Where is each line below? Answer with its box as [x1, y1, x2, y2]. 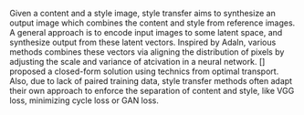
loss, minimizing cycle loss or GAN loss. [9, 95, 160, 106]
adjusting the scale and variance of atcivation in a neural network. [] [9, 57, 266, 67]
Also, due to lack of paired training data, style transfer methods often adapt [9, 76, 293, 86]
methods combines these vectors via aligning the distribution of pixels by [9, 47, 285, 57]
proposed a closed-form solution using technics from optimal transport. [9, 66, 279, 77]
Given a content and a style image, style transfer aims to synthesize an [9, 8, 276, 18]
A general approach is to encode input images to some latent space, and [9, 27, 283, 37]
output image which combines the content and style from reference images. [9, 17, 296, 28]
